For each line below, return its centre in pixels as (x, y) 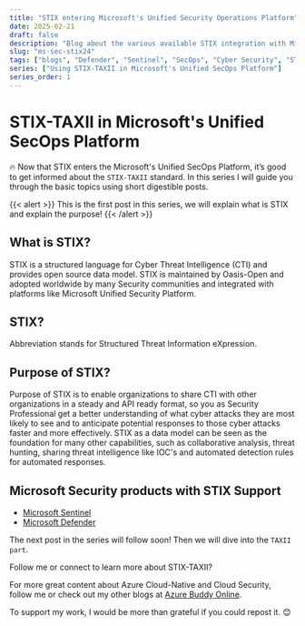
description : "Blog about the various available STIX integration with (148, 43)
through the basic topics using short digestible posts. (109, 187)
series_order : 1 (40, 77)
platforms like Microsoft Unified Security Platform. (103, 293)
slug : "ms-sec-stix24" (52, 52)
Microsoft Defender (59, 522)
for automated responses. (58, 462)
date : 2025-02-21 (42, 26)
